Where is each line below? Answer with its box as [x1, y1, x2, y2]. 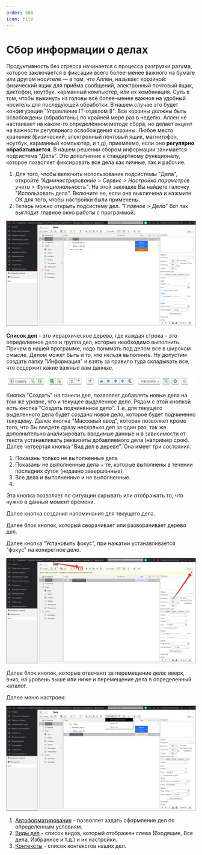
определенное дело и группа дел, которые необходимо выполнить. [6, 338, 181, 346]
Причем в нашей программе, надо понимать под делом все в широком [6, 345, 191, 352]
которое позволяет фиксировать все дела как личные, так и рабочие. [6, 159, 186, 166]
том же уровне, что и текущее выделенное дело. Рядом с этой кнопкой [6, 398, 191, 405]
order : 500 [6, 10, 34, 16]
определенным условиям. [14, 823, 83, 830]
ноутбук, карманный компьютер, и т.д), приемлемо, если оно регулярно [6, 139, 195, 147]
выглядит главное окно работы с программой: [14, 209, 135, 216]
